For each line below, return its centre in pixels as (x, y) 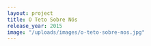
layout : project (30, 13)
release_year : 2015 (35, 26)
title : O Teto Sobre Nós (42, 20)
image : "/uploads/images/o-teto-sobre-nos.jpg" (76, 32)
